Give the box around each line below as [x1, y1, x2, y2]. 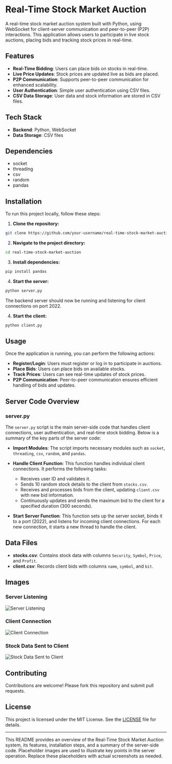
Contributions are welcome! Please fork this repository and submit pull [5, 682, 154, 688]
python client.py [5, 323, 42, 328]
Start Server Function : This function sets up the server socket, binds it [12, 513, 163, 519]
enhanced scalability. [12, 82, 58, 88]
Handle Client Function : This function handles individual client [12, 460, 145, 467]
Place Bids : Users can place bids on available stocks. [12, 366, 125, 372]
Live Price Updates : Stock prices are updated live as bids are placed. [12, 71, 159, 77]
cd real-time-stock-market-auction [5, 250, 81, 255]
